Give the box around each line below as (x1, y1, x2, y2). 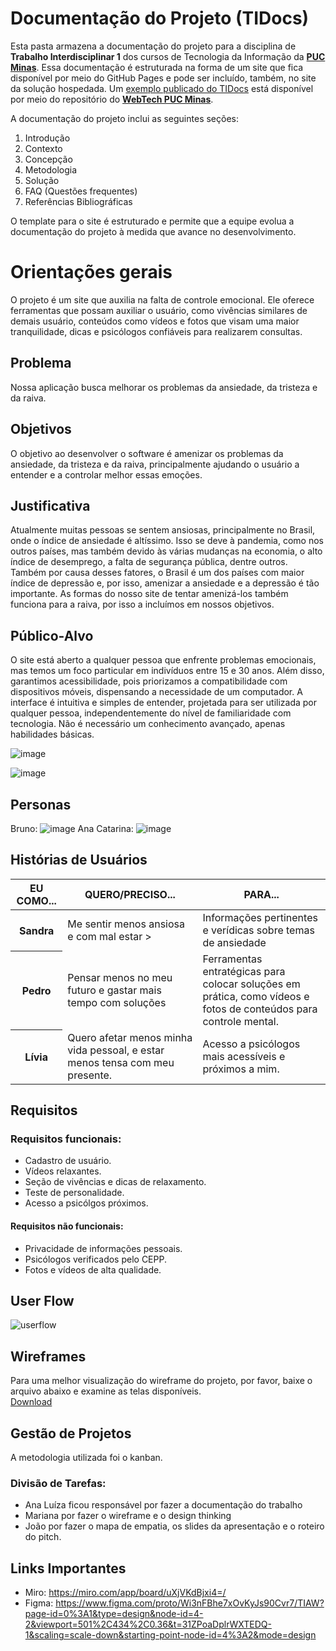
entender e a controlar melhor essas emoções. (10, 468, 203, 481)
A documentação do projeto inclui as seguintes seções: (10, 112, 239, 124)
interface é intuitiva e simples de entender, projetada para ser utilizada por (10, 697, 318, 709)
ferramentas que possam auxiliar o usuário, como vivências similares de (10, 304, 308, 316)
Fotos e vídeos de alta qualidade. (24, 1263, 162, 1276)
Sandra (18, 923, 55, 937)
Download (10, 1396, 53, 1408)
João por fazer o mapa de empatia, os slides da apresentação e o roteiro (24, 1520, 325, 1532)
